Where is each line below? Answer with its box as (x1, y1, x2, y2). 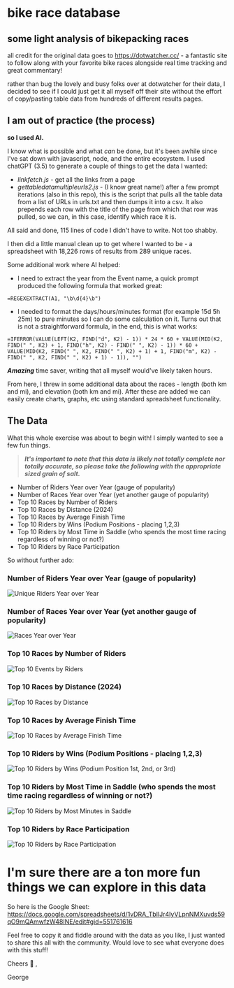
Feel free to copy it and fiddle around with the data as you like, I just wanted (7, 931, 226, 939)
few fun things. (7, 441, 51, 449)
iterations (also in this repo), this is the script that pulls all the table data (17, 190, 224, 199)
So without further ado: (7, 556, 75, 564)
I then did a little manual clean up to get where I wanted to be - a (7, 239, 193, 248)
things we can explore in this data (7, 880, 207, 896)
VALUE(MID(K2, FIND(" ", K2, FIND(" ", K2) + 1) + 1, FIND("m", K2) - (7, 348, 217, 355)
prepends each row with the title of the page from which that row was (17, 205, 219, 213)
